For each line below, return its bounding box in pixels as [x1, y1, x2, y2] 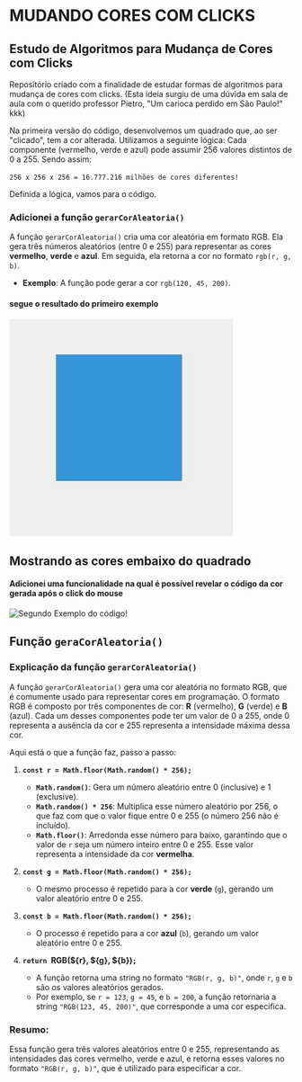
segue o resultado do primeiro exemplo [9, 298, 159, 309]
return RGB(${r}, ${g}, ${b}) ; [22, 954, 138, 965]
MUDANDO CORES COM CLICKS [9, 5, 256, 26]
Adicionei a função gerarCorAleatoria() [9, 210, 185, 223]
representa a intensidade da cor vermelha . [35, 848, 195, 859]
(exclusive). [35, 791, 79, 801]
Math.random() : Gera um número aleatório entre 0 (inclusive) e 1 [35, 782, 271, 792]
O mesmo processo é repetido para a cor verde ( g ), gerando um [35, 883, 274, 894]
